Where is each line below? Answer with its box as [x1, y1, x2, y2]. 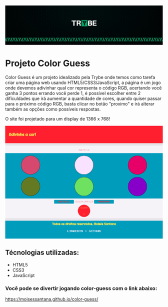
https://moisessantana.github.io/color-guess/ [5, 296, 98, 302]
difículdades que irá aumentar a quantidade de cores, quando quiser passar [5, 95, 161, 101]
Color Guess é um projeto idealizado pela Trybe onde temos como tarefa [5, 74, 155, 80]
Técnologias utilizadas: [5, 248, 79, 257]
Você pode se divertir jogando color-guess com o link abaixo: [5, 284, 157, 291]
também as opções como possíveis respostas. [5, 106, 101, 112]
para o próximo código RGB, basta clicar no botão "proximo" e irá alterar [5, 100, 155, 106]
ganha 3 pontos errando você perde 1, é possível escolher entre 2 [5, 90, 141, 96]
